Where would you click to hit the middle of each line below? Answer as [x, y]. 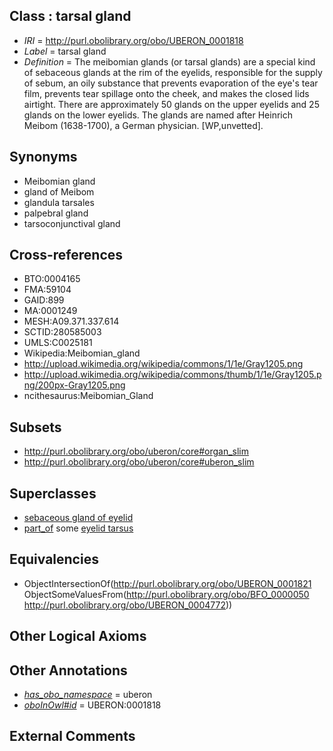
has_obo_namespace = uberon [88, 695]
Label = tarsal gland [65, 51]
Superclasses [53, 493]
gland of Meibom [59, 191]
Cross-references [66, 255]
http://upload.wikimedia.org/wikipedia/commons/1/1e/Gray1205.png [163, 364]
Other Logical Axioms [78, 636]
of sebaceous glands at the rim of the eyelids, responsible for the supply [173, 72]
